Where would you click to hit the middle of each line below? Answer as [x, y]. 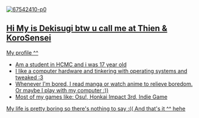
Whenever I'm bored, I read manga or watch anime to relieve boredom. [104, 84]
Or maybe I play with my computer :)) [62, 90]
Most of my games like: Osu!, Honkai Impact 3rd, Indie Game [91, 97]
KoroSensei [29, 38]
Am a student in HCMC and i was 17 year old [71, 64]
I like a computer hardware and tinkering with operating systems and [101, 71]
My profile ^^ [22, 52]
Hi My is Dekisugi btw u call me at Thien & [87, 28]
